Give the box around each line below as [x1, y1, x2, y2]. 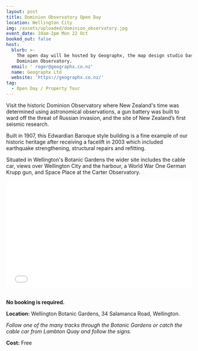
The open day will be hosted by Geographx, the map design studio [16, 53, 183, 58]
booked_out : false [6, 36, 51, 42]
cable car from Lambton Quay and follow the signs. [6, 328, 131, 335]
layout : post [6, 8, 38, 15]
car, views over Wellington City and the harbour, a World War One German [6, 162, 187, 169]
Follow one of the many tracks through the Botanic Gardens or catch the [6, 321, 183, 329]
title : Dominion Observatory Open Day [6, 14, 101, 20]
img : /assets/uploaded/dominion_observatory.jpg [6, 25, 128, 31]
